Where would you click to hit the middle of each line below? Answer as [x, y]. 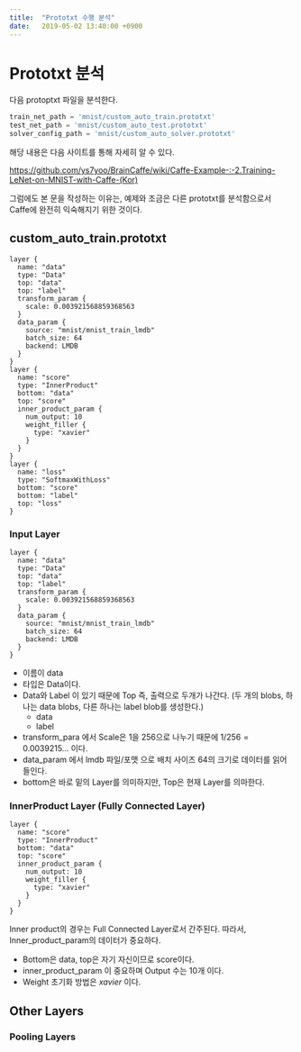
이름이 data [43, 673]
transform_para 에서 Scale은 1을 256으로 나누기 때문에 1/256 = [136, 737]
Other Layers [46, 1011]
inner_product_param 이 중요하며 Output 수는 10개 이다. [123, 971]
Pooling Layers [43, 1037]
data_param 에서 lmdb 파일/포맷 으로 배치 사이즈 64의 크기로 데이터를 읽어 [155, 760]
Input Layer [35, 534]
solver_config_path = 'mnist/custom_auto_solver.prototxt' [123, 134]
